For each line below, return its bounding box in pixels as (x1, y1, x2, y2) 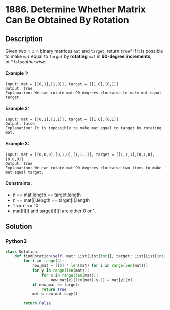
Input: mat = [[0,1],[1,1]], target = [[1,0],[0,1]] (5, 117, 119, 122)
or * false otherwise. (5, 59, 47, 64)
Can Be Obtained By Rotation (5, 14, 130, 26)
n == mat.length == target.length (12, 191, 81, 198)
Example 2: (5, 105, 29, 111)
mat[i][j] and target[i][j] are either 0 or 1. (12, 208, 96, 214)
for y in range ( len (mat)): (32, 268, 90, 273)
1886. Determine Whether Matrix (5, 4, 146, 15)
